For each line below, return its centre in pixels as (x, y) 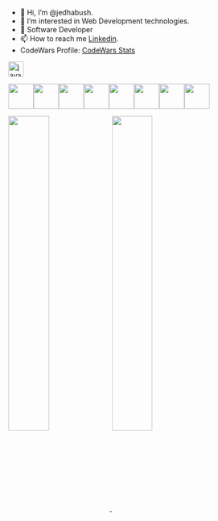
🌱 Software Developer (56, 29)
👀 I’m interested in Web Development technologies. (105, 21)
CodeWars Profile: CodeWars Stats (77, 50)
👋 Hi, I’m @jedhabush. (57, 13)
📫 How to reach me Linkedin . (69, 39)
